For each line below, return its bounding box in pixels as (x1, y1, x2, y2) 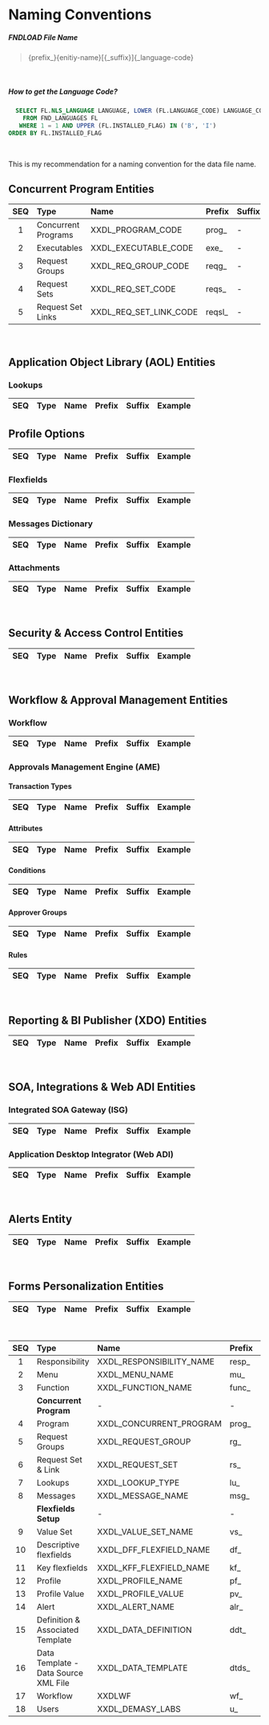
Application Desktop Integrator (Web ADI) (8, 1148, 174, 1160)
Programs (36, 230, 74, 241)
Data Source (36, 1667, 84, 1679)
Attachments (8, 562, 60, 573)
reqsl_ (205, 307, 228, 318)
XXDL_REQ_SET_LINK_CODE (90, 307, 199, 318)
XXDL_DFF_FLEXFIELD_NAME (97, 1544, 211, 1555)
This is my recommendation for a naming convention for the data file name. (8, 159, 256, 169)
